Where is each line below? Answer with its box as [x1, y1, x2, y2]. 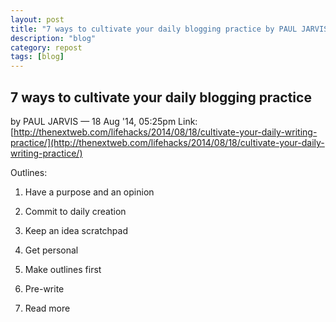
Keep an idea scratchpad [24, 224, 128, 236]
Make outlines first [24, 263, 102, 275]
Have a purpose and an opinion [24, 186, 155, 198]
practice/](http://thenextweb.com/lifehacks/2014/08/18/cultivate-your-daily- [10, 136, 325, 148]
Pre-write [24, 282, 65, 295]
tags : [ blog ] [10, 52, 65, 62]
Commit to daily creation [24, 205, 127, 217]
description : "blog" [10, 33, 97, 43]
